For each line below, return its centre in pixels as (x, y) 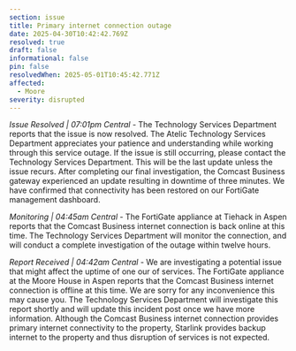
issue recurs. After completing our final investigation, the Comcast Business (147, 172)
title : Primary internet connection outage (91, 26)
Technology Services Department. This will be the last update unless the (141, 162)
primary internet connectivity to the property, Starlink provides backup (138, 328)
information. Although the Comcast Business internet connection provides (144, 318)
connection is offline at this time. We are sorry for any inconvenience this (142, 290)
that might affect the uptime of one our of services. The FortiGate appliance (147, 271)
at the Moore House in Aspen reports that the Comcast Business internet (141, 281)
